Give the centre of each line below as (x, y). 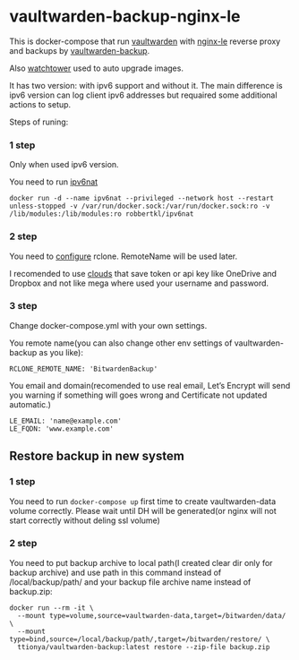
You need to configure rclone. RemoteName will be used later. (124, 256)
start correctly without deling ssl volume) (85, 520)
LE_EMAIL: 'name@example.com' (66, 421)
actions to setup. (40, 104)
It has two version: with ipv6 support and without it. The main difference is (146, 85)
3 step (23, 306)
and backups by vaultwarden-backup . (80, 50)
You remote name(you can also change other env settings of (121, 343)
